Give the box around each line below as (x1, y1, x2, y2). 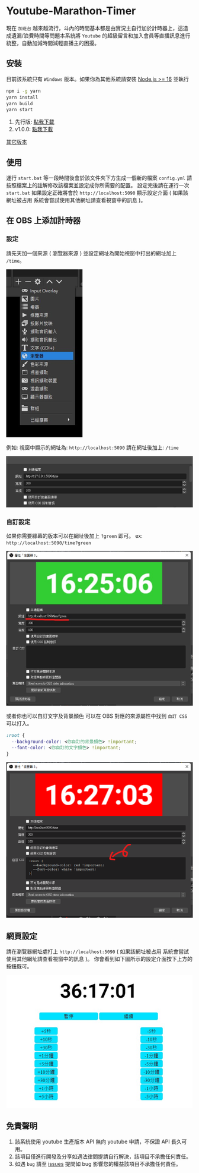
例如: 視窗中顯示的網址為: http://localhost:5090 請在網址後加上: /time (6, 444, 179, 451)
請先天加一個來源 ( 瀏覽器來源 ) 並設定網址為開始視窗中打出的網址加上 (6, 250, 176, 257)
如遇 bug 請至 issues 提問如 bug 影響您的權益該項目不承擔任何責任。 (14, 1160, 182, 1167)
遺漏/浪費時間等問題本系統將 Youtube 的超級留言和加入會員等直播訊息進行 (11, 31, 191, 39)
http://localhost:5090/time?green (6, 540, 92, 546)
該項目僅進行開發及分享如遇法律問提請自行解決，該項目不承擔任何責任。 (14, 1153, 191, 1160)
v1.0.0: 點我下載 (14, 126, 53, 133)
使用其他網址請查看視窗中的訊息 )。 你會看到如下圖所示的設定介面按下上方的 (6, 956, 192, 963)
